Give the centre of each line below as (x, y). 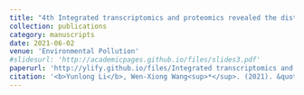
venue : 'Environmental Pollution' (75, 52)
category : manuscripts (52, 34)
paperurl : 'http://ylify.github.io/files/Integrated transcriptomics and (152, 69)
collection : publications (58, 26)
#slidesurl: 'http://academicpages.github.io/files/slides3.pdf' (135, 60)
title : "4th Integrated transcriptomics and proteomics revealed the (143, 18)
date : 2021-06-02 (42, 43)
